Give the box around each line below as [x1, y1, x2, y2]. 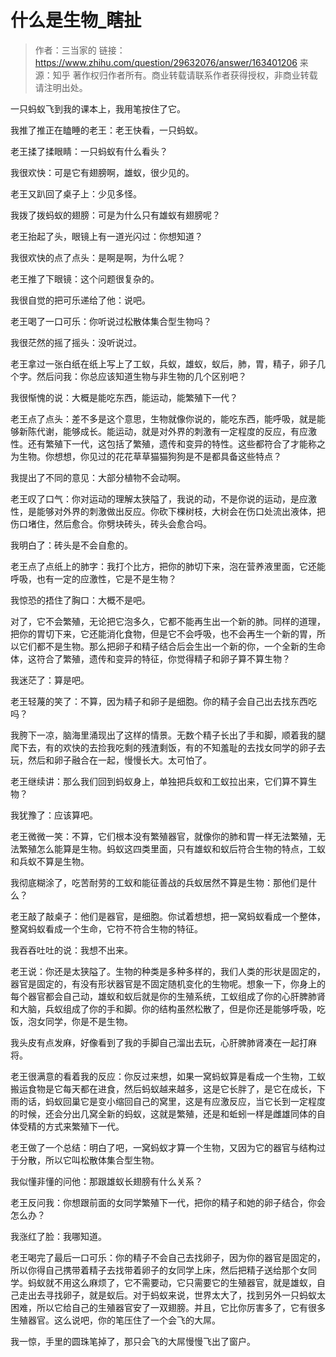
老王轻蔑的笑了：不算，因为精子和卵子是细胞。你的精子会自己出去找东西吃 [10, 695, 317, 707]
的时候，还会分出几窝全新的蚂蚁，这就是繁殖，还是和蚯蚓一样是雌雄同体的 [10, 1107, 317, 1120]
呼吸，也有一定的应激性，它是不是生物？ [10, 572, 177, 585]
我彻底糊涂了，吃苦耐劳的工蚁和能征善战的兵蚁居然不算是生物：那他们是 [10, 876, 308, 888]
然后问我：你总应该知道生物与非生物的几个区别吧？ [36, 370, 247, 382]
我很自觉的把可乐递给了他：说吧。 [10, 294, 151, 306]
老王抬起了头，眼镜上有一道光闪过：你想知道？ [10, 230, 203, 242]
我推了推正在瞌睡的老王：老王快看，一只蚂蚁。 [10, 124, 203, 136]
